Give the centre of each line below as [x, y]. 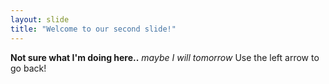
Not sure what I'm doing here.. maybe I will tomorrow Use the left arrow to [165, 57]
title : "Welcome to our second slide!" [93, 29]
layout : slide [40, 19]
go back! [28, 68]
